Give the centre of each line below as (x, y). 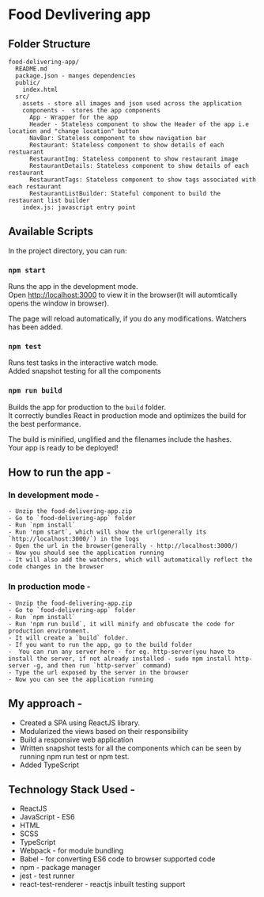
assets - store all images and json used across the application (132, 104)
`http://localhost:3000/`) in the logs (74, 539)
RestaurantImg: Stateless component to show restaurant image (134, 159)
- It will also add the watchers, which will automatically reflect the (130, 560)
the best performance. (45, 424)
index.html (40, 89)
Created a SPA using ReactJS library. (80, 723)
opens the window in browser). (58, 303)
